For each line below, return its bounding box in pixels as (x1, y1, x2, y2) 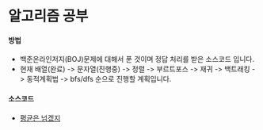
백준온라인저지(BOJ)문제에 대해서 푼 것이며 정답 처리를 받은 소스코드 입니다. (19, 55, 255, 64)
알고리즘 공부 (8, 7, 89, 25)
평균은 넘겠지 (19, 113, 61, 123)
